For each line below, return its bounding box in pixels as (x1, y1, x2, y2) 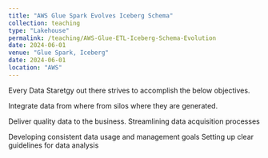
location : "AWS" (8, 64, 62, 72)
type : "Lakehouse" (8, 26, 70, 34)
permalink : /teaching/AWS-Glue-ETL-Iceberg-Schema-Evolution (8, 34, 217, 42)
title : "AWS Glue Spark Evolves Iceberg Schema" (8, 11, 174, 20)
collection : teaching (8, 19, 81, 27)
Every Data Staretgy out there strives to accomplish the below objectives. (8, 85, 250, 95)
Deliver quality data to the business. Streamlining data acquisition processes (8, 117, 260, 126)
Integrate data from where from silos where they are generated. (8, 101, 218, 110)
